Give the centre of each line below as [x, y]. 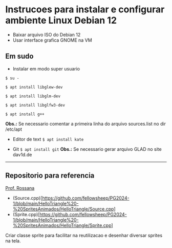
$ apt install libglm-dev [33, 96]
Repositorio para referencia [50, 176]
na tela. [13, 241]
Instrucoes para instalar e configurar [85, 10]
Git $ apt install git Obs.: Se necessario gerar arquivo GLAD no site [87, 149]
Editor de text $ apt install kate [48, 139]
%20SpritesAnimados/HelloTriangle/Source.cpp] [64, 209]
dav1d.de [22, 154]
